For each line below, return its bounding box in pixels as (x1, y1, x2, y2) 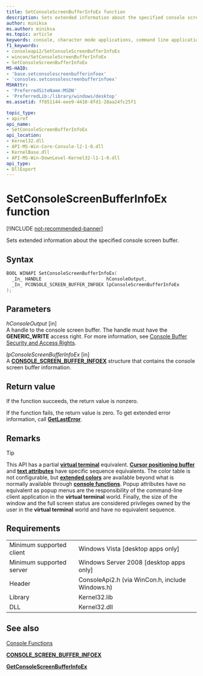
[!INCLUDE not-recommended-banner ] (6, 225, 103, 232)
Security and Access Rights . (6, 340, 77, 347)
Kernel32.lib (78, 592, 114, 601)
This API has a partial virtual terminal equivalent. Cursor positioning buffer (6, 461, 195, 468)
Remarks (6, 433, 41, 444)
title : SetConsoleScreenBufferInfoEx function (6, 8, 126, 15)
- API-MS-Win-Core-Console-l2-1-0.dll (6, 143, 104, 149)
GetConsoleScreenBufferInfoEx (6, 663, 88, 670)
